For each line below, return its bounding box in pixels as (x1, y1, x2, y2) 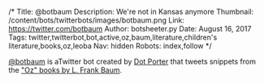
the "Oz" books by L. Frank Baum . (8, 65, 123, 75)
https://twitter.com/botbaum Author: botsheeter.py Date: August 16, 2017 (8, 24, 252, 33)
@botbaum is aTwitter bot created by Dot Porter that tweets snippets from (8, 56, 256, 66)
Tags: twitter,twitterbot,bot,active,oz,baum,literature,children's (8, 32, 218, 42)
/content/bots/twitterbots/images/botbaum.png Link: (8, 15, 185, 25)
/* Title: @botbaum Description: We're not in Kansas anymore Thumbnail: (8, 7, 254, 16)
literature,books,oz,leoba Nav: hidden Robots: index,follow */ (8, 41, 212, 51)
